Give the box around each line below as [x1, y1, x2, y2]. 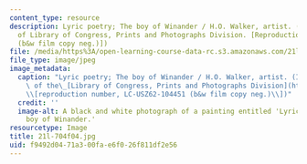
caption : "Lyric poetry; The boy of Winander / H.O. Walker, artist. [17, 73, 288, 82]
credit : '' [17, 97, 59, 108]
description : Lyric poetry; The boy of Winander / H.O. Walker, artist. [9, 22, 292, 31]
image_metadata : [9, 65, 71, 74]
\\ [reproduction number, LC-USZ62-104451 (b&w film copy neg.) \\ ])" [26, 89, 292, 98]
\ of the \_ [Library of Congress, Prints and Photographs [26, 81, 248, 90]
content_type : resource [9, 13, 101, 23]
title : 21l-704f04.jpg [9, 132, 96, 141]
